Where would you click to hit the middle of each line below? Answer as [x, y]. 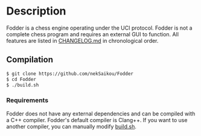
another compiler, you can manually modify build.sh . [72, 126]
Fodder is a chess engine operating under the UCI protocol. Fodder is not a [99, 28]
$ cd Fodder [21, 79]
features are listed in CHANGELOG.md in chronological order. [82, 40]
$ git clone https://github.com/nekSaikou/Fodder [70, 74]
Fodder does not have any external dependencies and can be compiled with [101, 114]
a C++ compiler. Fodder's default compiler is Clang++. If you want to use [97, 120]
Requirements [27, 100]
